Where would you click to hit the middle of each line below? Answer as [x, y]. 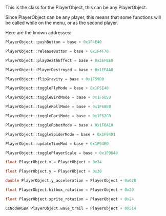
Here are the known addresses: [38, 33]
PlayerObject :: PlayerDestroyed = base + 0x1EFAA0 [59, 70]
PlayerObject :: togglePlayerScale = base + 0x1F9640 [61, 153]
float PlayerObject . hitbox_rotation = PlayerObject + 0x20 [70, 190]
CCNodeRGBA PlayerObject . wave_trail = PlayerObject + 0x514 [71, 208]
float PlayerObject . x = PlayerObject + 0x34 [54, 162]
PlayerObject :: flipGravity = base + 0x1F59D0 [55, 79]
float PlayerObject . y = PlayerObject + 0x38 [54, 171]
